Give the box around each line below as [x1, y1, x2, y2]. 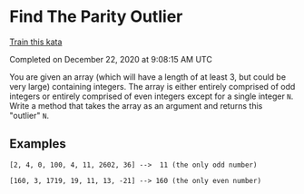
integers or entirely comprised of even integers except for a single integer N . [9, 91, 294, 102]
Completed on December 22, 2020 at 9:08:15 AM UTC [9, 53, 213, 64]
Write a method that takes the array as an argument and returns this [9, 100, 263, 111]
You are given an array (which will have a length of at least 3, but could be [9, 71, 287, 82]
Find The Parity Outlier [9, 6, 183, 27]
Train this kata [9, 36, 63, 47]
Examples [9, 136, 66, 151]
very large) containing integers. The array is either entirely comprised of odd [9, 81, 296, 92]
